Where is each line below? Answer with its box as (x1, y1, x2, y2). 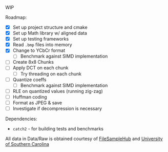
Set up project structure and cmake (12, 24, 88, 30)
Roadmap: (5, 14, 27, 20)
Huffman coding (12, 93, 47, 100)
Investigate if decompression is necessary (12, 105, 102, 111)
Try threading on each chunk (20, 70, 82, 77)
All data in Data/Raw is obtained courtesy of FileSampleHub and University (5, 136, 163, 142)
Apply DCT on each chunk (12, 65, 69, 71)
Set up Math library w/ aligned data (12, 30, 87, 36)
